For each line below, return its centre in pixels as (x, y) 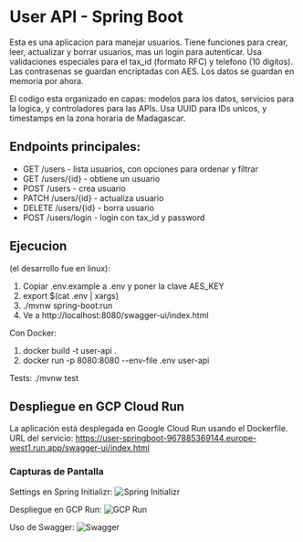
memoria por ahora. (47, 80)
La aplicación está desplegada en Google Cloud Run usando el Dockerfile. (149, 429)
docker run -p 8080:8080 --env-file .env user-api (116, 360)
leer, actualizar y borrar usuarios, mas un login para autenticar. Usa (136, 51)
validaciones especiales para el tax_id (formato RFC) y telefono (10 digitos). (151, 61)
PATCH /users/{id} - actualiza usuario (93, 197)
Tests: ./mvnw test (44, 377)
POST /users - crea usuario (74, 188)
